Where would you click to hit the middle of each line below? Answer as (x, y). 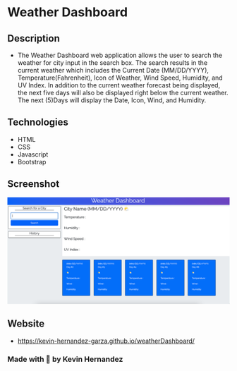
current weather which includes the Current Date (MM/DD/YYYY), (113, 70)
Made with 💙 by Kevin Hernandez (65, 359)
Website (26, 324)
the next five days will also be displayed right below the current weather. (123, 93)
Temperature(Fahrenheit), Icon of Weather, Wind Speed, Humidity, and (120, 78)
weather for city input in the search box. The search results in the (113, 63)
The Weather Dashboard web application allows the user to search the (120, 55)
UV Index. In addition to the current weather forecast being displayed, (119, 85)
